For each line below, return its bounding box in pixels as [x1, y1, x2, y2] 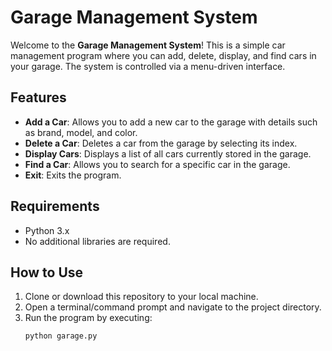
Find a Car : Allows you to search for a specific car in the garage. [24, 158, 291, 170]
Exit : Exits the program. [24, 169, 122, 181]
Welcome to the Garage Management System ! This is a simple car [10, 39, 286, 51]
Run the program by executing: [24, 312, 153, 324]
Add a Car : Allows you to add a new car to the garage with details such [24, 116, 318, 128]
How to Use [10, 264, 84, 281]
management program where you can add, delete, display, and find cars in [10, 49, 317, 61]
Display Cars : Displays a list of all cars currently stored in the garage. [24, 147, 312, 160]
